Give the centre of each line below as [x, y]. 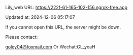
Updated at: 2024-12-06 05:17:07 [40, 17]
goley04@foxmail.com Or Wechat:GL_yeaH [50, 47]
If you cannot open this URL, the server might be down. [63, 27]
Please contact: [22, 37]
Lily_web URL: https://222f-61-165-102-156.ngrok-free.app [66, 7]
